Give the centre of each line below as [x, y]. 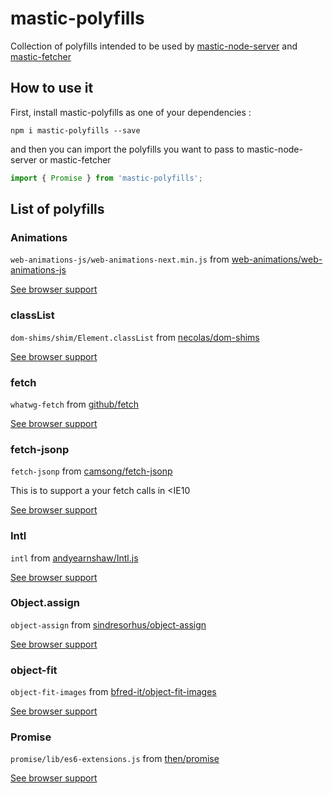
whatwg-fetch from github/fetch [75, 404]
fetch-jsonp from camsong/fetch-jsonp [91, 471]
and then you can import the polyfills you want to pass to [127, 149]
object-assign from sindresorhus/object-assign [108, 624]
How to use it [52, 88]
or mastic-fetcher [75, 159]
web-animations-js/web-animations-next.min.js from [120, 259]
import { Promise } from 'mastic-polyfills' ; [106, 178]
